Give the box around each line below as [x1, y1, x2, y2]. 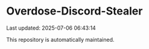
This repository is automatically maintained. [6, 36, 115, 43]
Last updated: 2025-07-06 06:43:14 [6, 24, 97, 31]
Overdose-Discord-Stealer [6, 4, 143, 18]
